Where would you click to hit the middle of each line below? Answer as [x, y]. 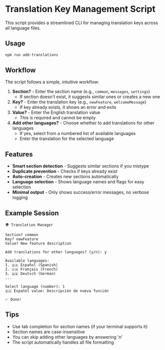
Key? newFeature [22, 239]
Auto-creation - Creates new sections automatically [66, 176]
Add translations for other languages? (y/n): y [56, 252]
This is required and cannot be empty [58, 118]
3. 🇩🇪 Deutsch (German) [31, 274]
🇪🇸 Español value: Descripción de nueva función [57, 291]
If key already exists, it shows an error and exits [68, 107]
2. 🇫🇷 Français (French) [32, 270]
